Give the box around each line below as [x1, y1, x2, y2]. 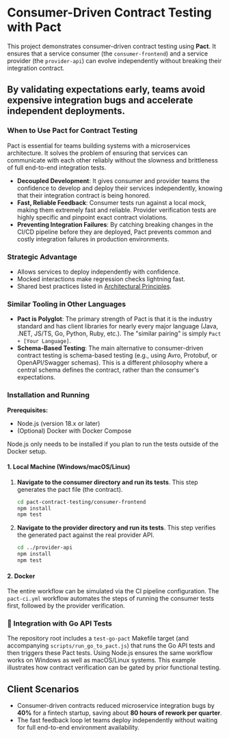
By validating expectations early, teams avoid [7, 84, 206, 95]
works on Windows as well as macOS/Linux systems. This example [7, 656, 196, 665]
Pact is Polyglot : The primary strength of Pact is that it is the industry [16, 315, 213, 323]
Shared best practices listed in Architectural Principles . [16, 282, 172, 290]
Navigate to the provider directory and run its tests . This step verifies [16, 523, 216, 532]
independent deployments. [7, 105, 125, 117]
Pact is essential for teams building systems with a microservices [7, 141, 191, 150]
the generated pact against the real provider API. [16, 531, 154, 539]
